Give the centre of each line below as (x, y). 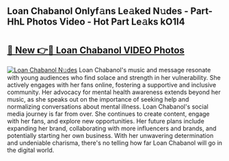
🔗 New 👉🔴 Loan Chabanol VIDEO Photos (96, 50)
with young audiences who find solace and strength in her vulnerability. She (114, 77)
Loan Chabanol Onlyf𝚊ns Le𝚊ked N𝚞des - (98, 11)
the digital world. (31, 150)
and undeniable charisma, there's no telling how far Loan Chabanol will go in (115, 143)
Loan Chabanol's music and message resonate (145, 70)
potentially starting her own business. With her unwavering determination (110, 135)
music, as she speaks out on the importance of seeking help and (98, 99)
